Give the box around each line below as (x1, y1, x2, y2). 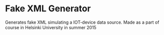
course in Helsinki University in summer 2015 (5, 24, 97, 30)
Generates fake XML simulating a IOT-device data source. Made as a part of (5, 19, 160, 25)
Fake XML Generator (5, 3, 91, 14)
